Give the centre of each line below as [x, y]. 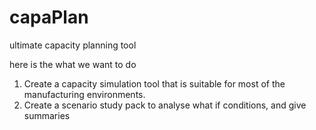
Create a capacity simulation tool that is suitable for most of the [154, 83]
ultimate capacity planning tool [73, 45]
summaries [47, 115]
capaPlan [49, 17]
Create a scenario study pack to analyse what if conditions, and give [165, 105]
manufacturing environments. [84, 94]
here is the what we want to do [73, 64]
